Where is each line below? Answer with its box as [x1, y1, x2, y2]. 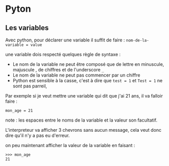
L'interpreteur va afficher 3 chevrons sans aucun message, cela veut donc [5, 127, 162, 133]
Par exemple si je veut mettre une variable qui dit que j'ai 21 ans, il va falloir [5, 93, 163, 99]
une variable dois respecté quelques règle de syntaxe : [5, 52, 121, 57]
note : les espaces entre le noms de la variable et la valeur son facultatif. [5, 117, 157, 123]
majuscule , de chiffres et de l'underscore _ [12, 67, 104, 73]
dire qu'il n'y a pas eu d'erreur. [5, 132, 70, 138]
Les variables [5, 23, 49, 32]
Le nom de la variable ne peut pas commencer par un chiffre [12, 72, 140, 78]
